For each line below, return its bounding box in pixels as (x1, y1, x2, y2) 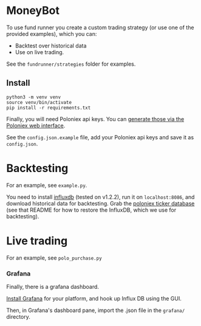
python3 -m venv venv (6, 94, 61, 100)
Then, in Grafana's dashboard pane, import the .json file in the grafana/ (6, 307, 185, 314)
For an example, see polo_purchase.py (6, 254, 102, 262)
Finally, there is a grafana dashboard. (6, 283, 99, 290)
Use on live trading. (15, 48, 64, 55)
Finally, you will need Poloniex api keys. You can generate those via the (6, 115, 185, 122)
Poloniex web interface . (6, 122, 66, 129)
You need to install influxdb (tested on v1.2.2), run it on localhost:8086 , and (6, 193, 195, 201)
